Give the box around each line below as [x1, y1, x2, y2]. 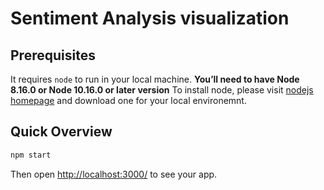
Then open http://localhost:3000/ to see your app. [10, 168, 218, 180]
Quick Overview [10, 123, 113, 141]
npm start [10, 150, 52, 160]
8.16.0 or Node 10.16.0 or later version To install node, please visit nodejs [10, 84, 314, 96]
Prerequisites [10, 47, 96, 64]
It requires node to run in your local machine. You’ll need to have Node [10, 73, 300, 85]
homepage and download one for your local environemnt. [10, 95, 247, 106]
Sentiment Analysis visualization [10, 7, 290, 30]
